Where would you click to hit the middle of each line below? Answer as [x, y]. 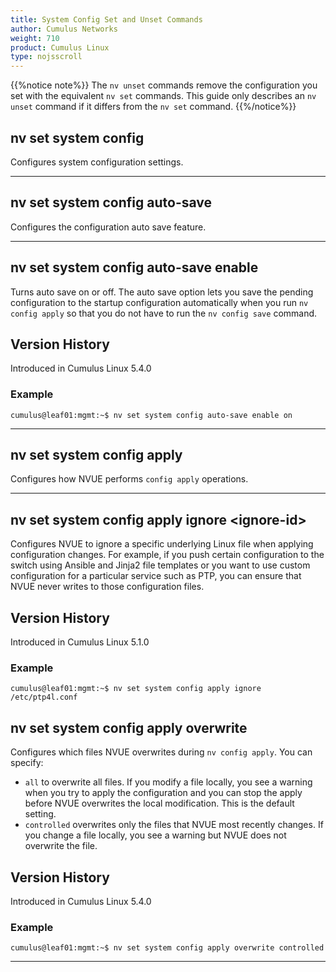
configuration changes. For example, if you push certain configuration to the [167, 555]
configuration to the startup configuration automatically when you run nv [159, 302]
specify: [27, 763]
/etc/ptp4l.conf [44, 697]
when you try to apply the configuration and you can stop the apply [163, 793]
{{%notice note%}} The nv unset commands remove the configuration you [164, 85]
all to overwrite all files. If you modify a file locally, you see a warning [168, 782]
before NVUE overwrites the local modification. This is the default [159, 803]
